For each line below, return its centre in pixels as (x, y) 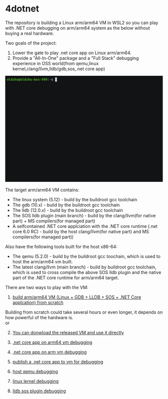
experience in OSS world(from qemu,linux (55, 63)
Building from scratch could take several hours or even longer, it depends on (84, 312)
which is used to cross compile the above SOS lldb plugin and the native (87, 273)
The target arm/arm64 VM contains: (42, 190)
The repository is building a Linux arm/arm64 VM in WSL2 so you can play (82, 23)
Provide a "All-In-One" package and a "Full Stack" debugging (75, 58)
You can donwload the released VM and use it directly (68, 333)
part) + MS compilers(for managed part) (54, 221)
